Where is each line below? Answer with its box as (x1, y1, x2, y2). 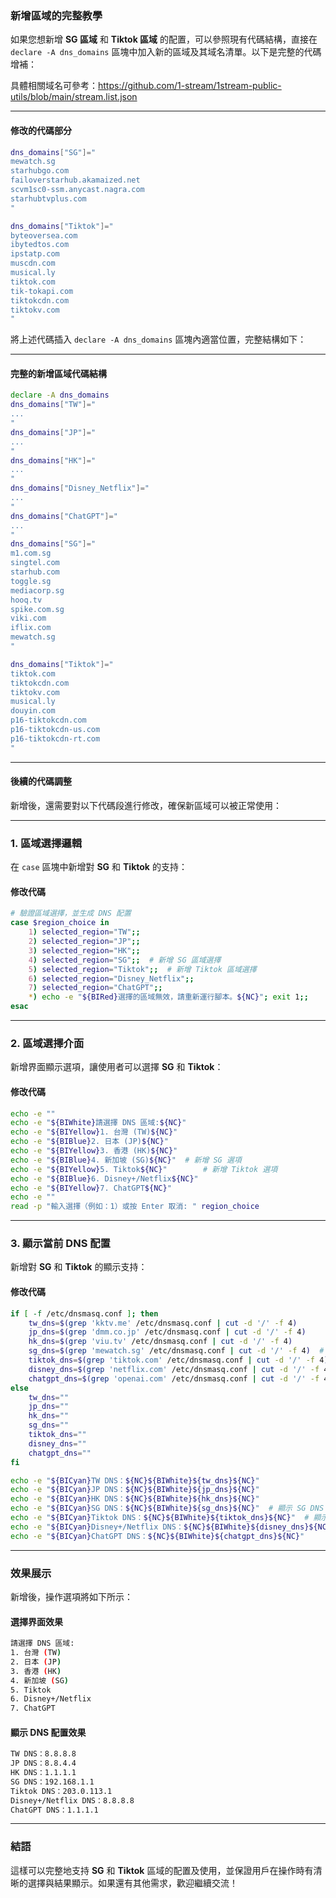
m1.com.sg (10, 548, 52, 559)
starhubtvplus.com (10, 193, 87, 204)
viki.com (10, 613, 47, 624)
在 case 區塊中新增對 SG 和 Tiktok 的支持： (10, 861, 188, 873)
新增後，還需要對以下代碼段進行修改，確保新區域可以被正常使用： (10, 799, 282, 811)
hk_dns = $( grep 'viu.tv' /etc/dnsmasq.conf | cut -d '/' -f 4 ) (28, 1337, 293, 1347)
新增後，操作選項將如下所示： (10, 1590, 133, 1602)
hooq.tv (10, 595, 43, 605)
